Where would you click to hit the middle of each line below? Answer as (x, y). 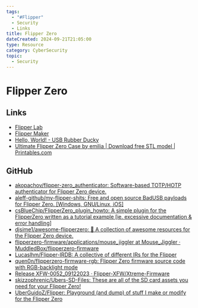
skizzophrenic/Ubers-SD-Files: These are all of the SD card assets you (101, 280)
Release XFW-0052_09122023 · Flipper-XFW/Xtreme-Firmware (92, 274)
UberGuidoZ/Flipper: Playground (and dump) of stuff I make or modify (100, 293)
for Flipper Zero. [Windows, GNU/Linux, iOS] (69, 204)
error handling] (33, 223)
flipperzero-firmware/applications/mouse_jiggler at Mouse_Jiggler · (98, 242)
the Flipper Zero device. (44, 236)
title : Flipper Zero (32, 34)
